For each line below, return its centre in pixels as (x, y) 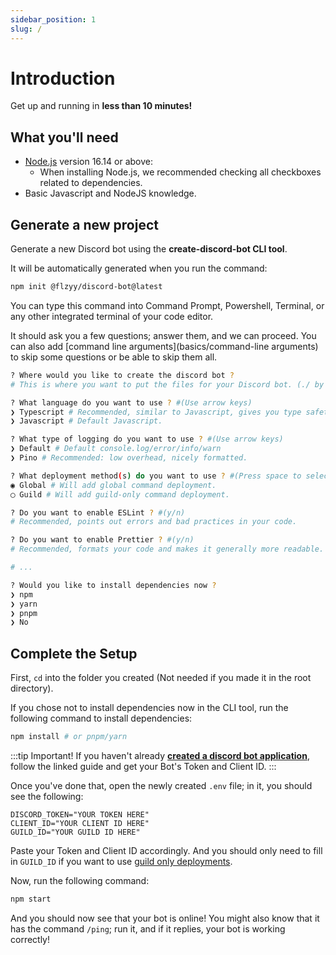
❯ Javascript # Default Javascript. (86, 421)
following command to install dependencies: (101, 718)
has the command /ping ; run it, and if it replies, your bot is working (148, 928)
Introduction (63, 78)
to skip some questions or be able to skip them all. (114, 357)
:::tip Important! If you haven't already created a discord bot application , (160, 755)
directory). (32, 688)
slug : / (26, 29)
